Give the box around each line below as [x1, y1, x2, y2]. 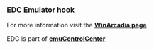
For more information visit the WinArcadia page [6, 21, 147, 30]
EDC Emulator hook [6, 5, 75, 15]
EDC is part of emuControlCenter [6, 35, 106, 43]
